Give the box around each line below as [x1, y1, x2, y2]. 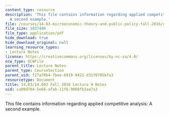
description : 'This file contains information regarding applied [5, 12, 145, 17]
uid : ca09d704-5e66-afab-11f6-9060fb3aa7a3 [5, 86, 98, 92]
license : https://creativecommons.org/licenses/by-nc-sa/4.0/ [5, 54, 138, 59]
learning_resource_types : [5, 45, 59, 50]
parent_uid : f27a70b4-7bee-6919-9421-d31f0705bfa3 [5, 73, 114, 78]
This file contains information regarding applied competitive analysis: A [5, 100, 152, 106]
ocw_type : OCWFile [5, 59, 44, 64]
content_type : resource [5, 7, 55, 13]
